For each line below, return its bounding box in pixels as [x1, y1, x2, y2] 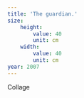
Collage [7, 82, 31, 91]
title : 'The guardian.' [7, 10, 78, 18]
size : [7, 17, 23, 24]
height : [20, 23, 43, 31]
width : [20, 43, 40, 50]
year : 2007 [7, 63, 40, 70]
